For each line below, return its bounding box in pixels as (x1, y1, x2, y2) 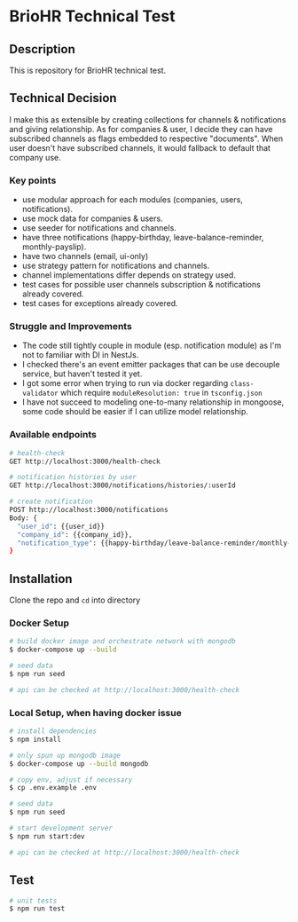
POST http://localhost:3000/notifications (9, 506, 169, 515)
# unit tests (9, 896, 58, 905)
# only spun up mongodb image (9, 751, 122, 760)
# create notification (9, 497, 93, 507)
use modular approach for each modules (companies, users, (21, 194, 244, 205)
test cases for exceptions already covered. (21, 298, 179, 309)
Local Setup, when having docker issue (9, 706, 182, 719)
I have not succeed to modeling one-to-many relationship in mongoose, (21, 397, 285, 407)
